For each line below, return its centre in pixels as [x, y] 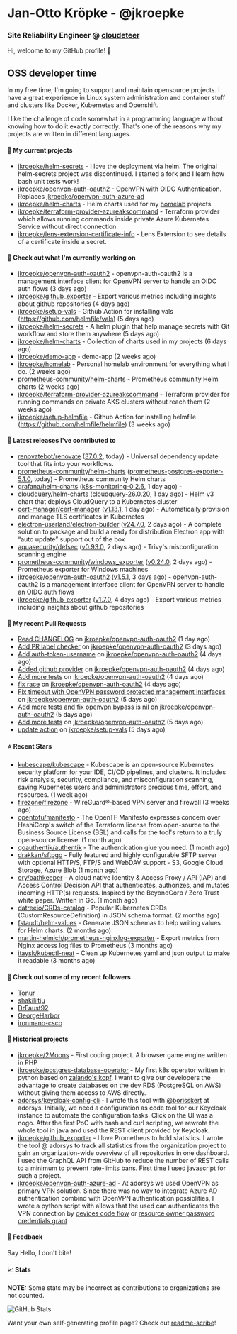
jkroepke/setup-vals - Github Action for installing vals [95, 311]
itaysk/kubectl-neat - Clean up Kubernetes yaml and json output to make [123, 953]
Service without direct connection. [68, 226]
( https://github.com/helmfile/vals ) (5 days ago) [86, 319]
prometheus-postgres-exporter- [177, 471]
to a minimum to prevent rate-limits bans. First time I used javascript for [122, 1168]
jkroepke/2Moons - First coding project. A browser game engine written [122, 1054]
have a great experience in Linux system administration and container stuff [116, 98]
